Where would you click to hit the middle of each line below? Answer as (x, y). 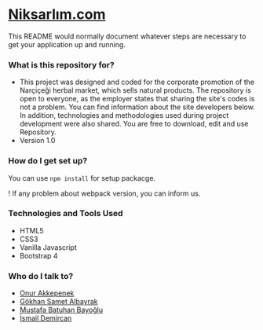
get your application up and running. (67, 44)
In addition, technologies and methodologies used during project (124, 115)
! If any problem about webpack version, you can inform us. (104, 193)
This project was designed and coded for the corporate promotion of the (137, 82)
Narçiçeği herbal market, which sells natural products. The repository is (135, 90)
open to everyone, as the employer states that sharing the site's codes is (137, 99)
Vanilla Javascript (48, 247)
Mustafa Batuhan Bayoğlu (61, 310)
